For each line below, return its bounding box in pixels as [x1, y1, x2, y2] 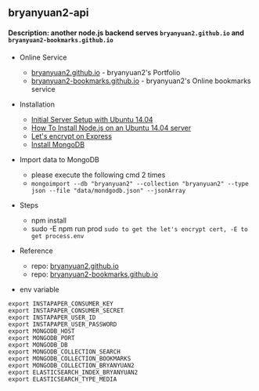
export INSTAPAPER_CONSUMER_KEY [8, 299, 113, 308]
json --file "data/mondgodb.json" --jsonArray [31, 186, 186, 194]
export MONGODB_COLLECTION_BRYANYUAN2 [8, 361, 135, 369]
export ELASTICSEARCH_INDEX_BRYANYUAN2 [8, 368, 138, 376]
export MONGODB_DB [8, 341, 68, 349]
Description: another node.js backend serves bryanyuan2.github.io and [8, 27, 245, 38]
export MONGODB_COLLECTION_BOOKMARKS [8, 354, 131, 363]
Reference [19, 246, 53, 255]
